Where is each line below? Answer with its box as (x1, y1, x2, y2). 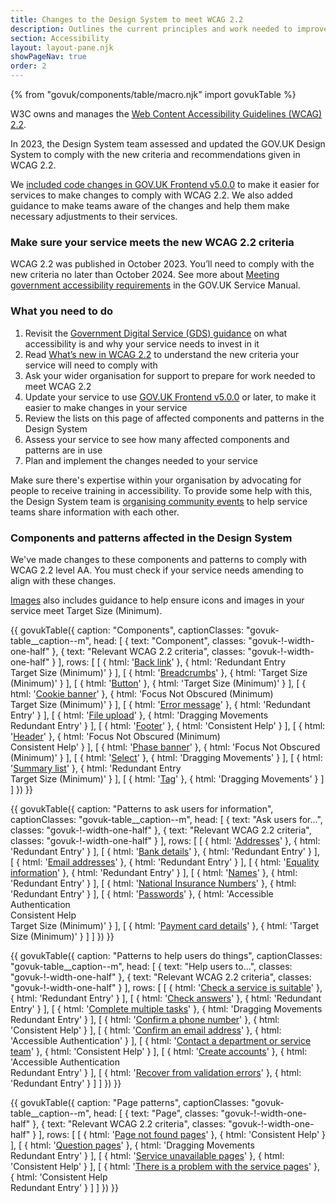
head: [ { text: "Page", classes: (93, 1107, 219, 1119)
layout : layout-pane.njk (10, 42, 114, 53)
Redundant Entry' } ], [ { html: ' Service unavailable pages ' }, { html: (10, 1149, 285, 1161)
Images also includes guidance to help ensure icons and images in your (10, 594, 305, 606)
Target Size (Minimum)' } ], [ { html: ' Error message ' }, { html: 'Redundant (10, 698, 311, 710)
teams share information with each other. (10, 506, 180, 518)
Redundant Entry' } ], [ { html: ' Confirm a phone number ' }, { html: (10, 1013, 280, 1025)
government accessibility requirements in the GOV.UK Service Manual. (10, 279, 301, 291)
